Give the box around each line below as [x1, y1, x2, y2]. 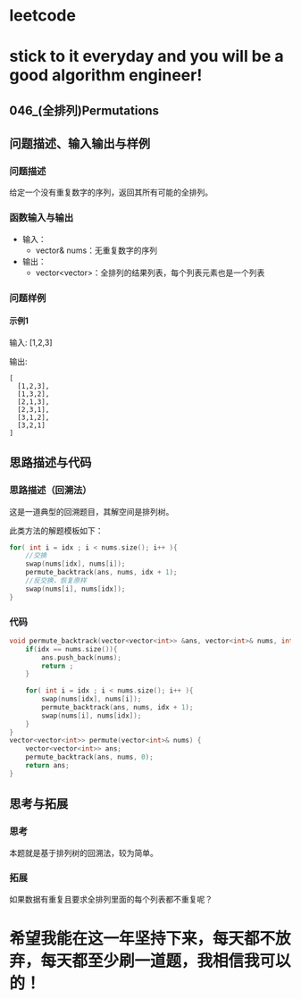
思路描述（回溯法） [9, 484, 92, 497]
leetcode [9, 5, 76, 26]
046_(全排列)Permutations [9, 103, 159, 118]
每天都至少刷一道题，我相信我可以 [40, 951, 292, 971]
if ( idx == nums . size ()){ [25, 644, 118, 653]
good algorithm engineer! [9, 65, 203, 86]
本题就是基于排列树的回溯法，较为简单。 [9, 847, 158, 858]
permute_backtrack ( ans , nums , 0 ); [25, 752, 154, 762]
